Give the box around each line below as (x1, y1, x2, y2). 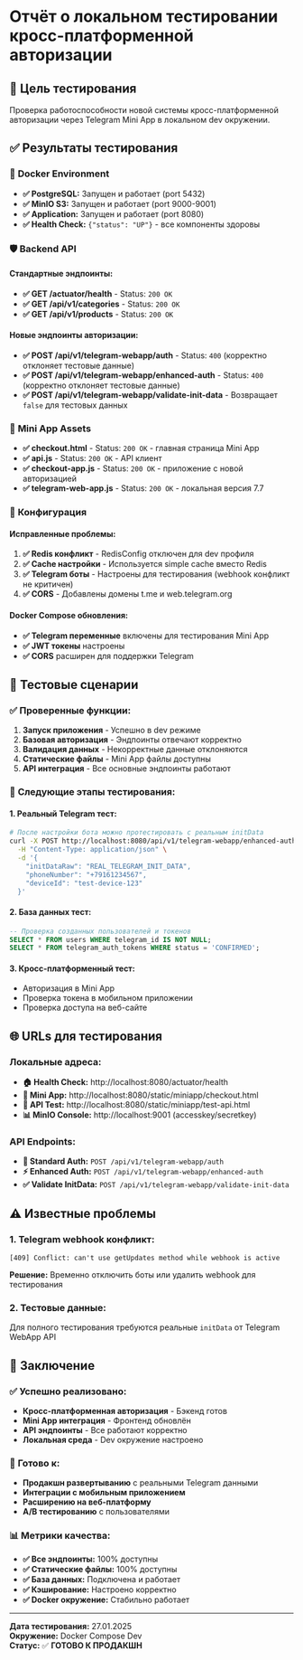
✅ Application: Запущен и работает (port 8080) (22, 208, 205, 219)
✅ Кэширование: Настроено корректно (22, 1584, 178, 1595)
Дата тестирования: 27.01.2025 (9, 1620, 133, 1631)
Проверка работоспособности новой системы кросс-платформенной (9, 105, 280, 115)
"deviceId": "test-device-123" (25, 879, 143, 888)
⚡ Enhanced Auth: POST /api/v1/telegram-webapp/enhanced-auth (22, 1166, 264, 1177)
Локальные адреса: (9, 1055, 102, 1068)
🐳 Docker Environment (9, 167, 110, 180)
